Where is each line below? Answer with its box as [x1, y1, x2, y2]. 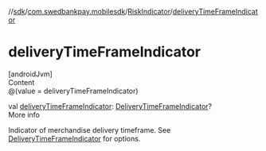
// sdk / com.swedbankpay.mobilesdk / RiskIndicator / [8, 7, 174, 16]
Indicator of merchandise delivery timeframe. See [8, 125, 171, 134]
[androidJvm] [8, 69, 53, 79]
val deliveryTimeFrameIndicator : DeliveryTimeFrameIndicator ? [8, 101, 213, 110]
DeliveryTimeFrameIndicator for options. [8, 134, 141, 143]
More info [8, 110, 41, 119]
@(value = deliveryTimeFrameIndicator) [8, 86, 139, 95]
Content [8, 77, 35, 87]
